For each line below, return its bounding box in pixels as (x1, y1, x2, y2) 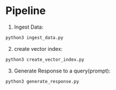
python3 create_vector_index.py (5, 57, 84, 63)
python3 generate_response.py (5, 78, 80, 84)
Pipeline (5, 4, 46, 18)
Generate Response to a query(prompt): (13, 67, 111, 74)
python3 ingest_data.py (5, 34, 64, 40)
